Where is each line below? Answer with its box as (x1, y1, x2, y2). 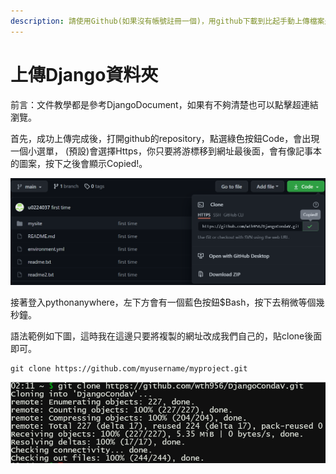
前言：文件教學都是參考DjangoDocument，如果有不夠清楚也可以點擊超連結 (10, 98, 319, 110)
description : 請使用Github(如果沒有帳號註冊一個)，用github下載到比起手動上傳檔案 (10, 16, 325, 26)
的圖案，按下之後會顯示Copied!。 (10, 157, 148, 169)
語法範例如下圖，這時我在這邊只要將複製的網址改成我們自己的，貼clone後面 (10, 330, 323, 342)
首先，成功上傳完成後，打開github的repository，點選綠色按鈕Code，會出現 (10, 132, 320, 144)
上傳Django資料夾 (10, 63, 159, 86)
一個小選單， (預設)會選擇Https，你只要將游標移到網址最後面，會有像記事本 (10, 145, 322, 157)
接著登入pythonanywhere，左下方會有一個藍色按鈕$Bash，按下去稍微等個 (10, 296, 317, 309)
